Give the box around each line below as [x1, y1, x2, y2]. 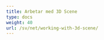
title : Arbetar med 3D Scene [6, 8, 78, 15]
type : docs [6, 14, 33, 20]
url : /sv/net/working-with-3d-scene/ [6, 25, 99, 31]
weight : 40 [6, 19, 33, 25]
